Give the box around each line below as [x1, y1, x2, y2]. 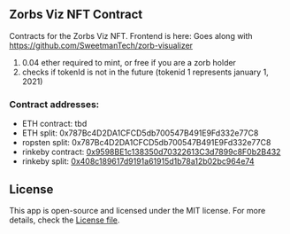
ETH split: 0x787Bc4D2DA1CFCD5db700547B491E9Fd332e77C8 [21, 128, 259, 138]
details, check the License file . [9, 214, 120, 225]
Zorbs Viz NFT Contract [9, 7, 143, 22]
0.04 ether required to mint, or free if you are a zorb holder [21, 57, 237, 67]
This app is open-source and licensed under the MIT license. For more [9, 205, 266, 215]
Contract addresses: [9, 97, 100, 110]
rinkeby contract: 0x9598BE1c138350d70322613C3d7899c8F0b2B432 [21, 146, 281, 158]
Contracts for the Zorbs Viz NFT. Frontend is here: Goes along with [9, 30, 254, 41]
